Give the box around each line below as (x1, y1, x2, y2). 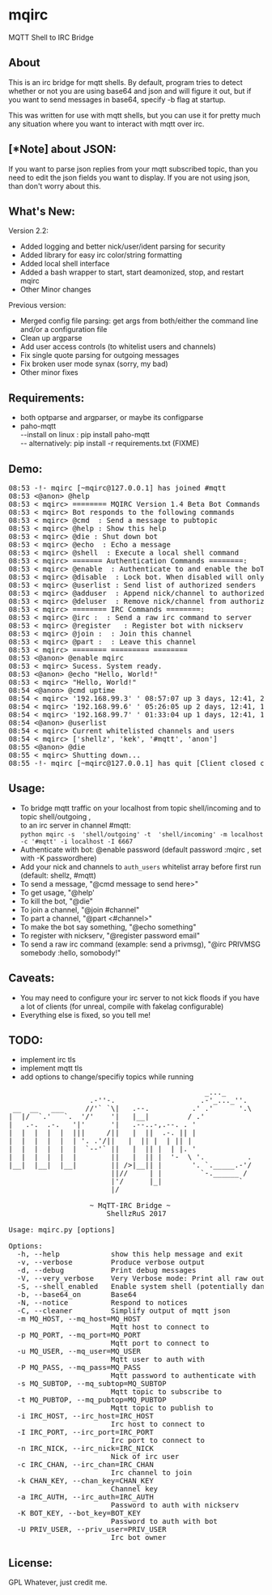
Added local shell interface (19, 259, 110, 269)
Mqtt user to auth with (110, 1355, 205, 1364)
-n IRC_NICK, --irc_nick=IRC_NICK (16, 1444, 154, 1453)
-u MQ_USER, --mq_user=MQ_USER (16, 1346, 142, 1356)
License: (8, 1556, 53, 1570)
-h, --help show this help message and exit (16, 1249, 244, 1259)
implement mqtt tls (19, 1063, 83, 1074)
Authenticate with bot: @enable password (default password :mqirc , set (19, 844, 261, 854)
